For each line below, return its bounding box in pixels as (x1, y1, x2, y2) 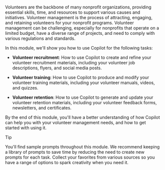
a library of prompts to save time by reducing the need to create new (5, 149, 145, 155)
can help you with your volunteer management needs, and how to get (5, 120, 146, 125)
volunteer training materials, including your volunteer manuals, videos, (12, 80, 155, 85)
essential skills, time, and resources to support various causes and (5, 9, 140, 15)
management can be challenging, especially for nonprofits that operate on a (5, 25, 159, 31)
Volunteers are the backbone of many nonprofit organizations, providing (5, 4, 152, 10)
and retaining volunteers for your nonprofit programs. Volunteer (5, 20, 134, 26)
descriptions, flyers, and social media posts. (12, 65, 102, 71)
